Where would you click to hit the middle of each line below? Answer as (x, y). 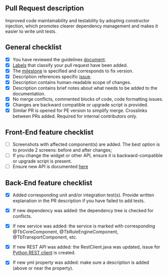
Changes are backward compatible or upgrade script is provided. (80, 105)
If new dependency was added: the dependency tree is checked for (83, 211)
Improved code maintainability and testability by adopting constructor (77, 20)
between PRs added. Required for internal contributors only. (75, 116)
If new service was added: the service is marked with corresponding (84, 226)
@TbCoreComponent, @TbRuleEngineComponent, (65, 232)
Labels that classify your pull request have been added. (70, 65)
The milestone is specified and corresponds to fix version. (73, 71)
